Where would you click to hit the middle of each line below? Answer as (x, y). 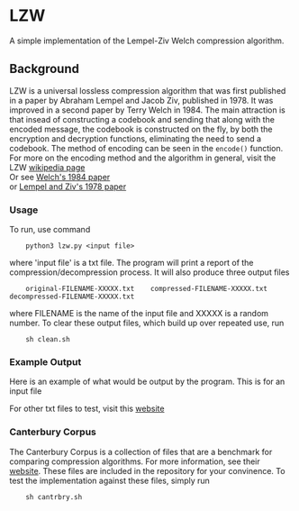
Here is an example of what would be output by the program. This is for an (147, 382)
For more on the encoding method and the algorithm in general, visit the (143, 158)
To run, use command (50, 230)
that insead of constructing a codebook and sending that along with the (142, 119)
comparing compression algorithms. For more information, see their (135, 461)
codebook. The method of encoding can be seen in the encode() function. (146, 148)
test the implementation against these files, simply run (109, 480)
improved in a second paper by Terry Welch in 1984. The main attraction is (147, 110)
